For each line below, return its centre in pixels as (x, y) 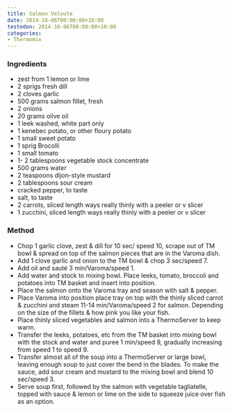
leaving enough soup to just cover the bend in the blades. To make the (118, 364)
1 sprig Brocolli (38, 146)
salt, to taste (35, 198)
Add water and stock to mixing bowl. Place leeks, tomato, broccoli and (118, 275)
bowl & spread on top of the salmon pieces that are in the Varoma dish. (119, 253)
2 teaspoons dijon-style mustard (64, 176)
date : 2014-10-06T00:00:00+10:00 (56, 20)
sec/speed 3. (36, 379)
